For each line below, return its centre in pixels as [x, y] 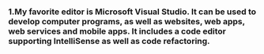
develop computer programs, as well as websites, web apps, [126, 21]
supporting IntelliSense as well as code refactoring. [109, 41]
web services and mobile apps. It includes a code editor [117, 31]
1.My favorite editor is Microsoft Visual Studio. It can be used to [132, 12]
